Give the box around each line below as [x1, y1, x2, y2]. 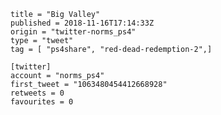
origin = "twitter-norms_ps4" [10, 27, 137, 37]
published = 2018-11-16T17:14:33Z [10, 18, 155, 28]
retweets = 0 [10, 88, 65, 98]
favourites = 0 [10, 97, 74, 107]
